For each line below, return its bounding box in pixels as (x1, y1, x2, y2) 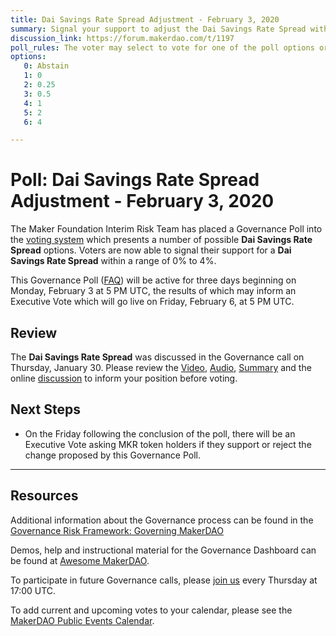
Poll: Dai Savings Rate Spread (10, 169, 260, 191)
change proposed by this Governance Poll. (24, 449, 201, 461)
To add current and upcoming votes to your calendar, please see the (10, 604, 293, 616)
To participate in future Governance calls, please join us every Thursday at (10, 574, 318, 586)
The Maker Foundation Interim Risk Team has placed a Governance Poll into (10, 223, 323, 235)
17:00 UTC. (10, 584, 57, 596)
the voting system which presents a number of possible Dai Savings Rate (10, 234, 313, 246)
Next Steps (10, 401, 81, 418)
